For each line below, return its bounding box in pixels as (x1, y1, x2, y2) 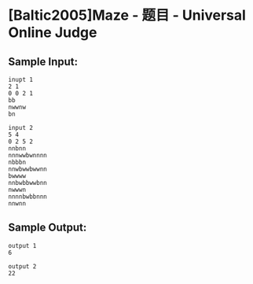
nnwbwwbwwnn (8, 165, 47, 173)
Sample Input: (8, 55, 79, 68)
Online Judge (8, 24, 97, 42)
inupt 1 (8, 76, 34, 83)
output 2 (8, 262, 37, 271)
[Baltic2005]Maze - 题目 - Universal (8, 6, 246, 24)
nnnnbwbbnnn (8, 193, 47, 201)
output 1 (8, 242, 37, 249)
